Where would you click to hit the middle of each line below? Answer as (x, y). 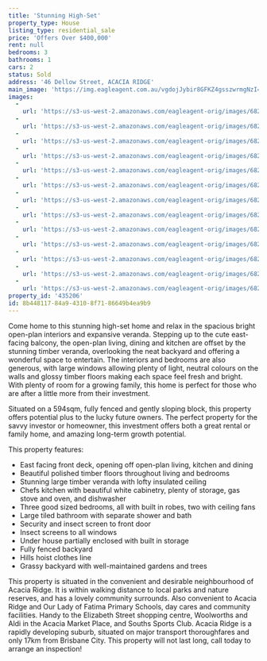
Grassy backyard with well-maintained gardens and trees (114, 566)
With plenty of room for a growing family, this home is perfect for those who (132, 385)
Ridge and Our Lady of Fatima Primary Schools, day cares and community (129, 606)
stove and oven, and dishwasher (73, 498)
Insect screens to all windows (68, 532)
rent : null (26, 45)
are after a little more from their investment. (79, 393)
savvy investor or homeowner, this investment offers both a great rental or (130, 425)
